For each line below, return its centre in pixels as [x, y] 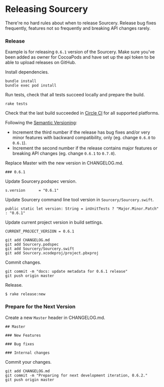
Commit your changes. [29, 362]
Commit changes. [23, 262]
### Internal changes [28, 353]
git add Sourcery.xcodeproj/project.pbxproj [52, 253]
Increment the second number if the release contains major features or [85, 148]
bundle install [21, 81]
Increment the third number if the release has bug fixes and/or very [81, 132]
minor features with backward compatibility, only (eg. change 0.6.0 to [84, 138]
